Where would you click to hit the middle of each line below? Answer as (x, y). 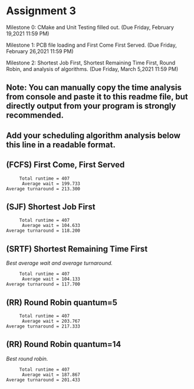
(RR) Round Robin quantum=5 (62, 302)
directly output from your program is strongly (91, 106)
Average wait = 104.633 (51, 226)
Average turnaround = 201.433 (43, 380)
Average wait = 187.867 (51, 375)
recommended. (35, 116)
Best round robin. (27, 358)
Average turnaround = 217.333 (43, 326)
